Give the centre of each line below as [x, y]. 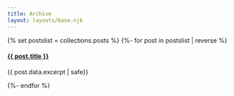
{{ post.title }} [28, 56]
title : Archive [30, 14]
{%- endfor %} [29, 85]
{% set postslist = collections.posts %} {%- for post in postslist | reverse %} [117, 40]
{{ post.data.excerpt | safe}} [48, 71]
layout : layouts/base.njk [45, 20]
